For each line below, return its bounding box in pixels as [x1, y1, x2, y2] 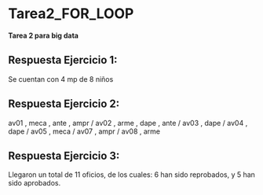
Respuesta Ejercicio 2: [8, 97, 120, 111]
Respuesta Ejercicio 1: [8, 53, 118, 67]
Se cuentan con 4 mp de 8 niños [8, 74, 114, 83]
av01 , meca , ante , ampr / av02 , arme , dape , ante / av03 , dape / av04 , [8, 118, 248, 127]
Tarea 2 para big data [8, 31, 79, 40]
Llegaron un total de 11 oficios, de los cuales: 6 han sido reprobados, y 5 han [8, 170, 255, 179]
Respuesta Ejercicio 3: [8, 149, 120, 162]
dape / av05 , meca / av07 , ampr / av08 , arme [8, 127, 161, 136]
